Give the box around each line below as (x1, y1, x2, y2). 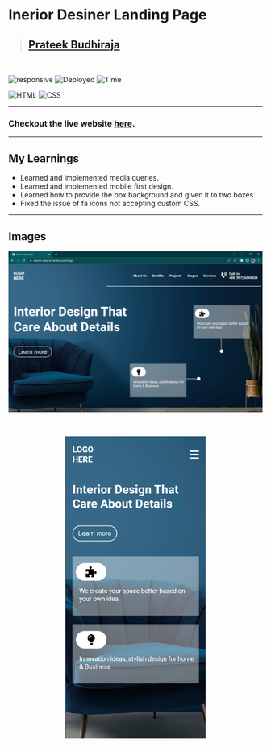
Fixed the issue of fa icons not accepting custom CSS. (19, 199, 201, 209)
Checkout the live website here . (8, 118, 135, 129)
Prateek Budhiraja (27, 38, 120, 52)
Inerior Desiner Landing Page (8, 6, 207, 24)
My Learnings (8, 151, 79, 165)
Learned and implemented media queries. (19, 173, 160, 183)
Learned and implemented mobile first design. (19, 181, 173, 191)
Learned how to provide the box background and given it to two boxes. (19, 190, 256, 200)
